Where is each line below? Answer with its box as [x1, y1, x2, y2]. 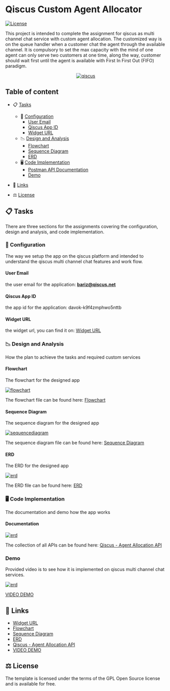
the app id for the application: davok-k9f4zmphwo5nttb [5, 305, 122, 311]
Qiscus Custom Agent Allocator [5, 4, 142, 15]
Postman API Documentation [28, 166, 88, 172]
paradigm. [5, 63, 27, 69]
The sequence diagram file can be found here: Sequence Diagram [5, 440, 144, 446]
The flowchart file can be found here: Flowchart [5, 397, 106, 403]
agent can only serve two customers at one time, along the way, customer [5, 52, 161, 58]
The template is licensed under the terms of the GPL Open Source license [5, 675, 160, 681]
